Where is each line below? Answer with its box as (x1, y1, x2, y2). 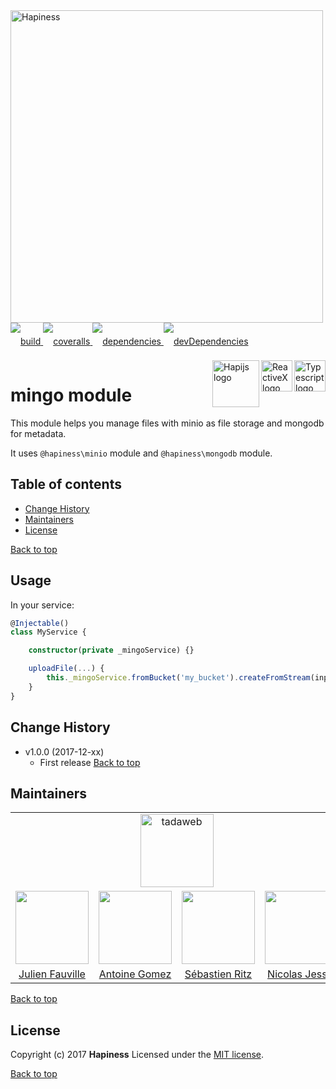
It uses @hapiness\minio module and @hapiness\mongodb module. (10, 447, 273, 459)
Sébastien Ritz (184, 967, 253, 981)
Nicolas (267, 967, 303, 981)
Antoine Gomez (98, 967, 172, 981)
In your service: (10, 599, 75, 611)
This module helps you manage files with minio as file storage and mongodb (10, 417, 325, 429)
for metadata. (10, 427, 67, 439)
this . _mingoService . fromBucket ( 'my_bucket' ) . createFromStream (46, 673, 311, 683)
